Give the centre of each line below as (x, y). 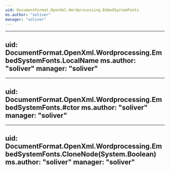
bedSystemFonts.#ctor (42, 107)
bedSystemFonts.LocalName (52, 61)
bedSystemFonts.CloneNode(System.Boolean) (81, 155)
